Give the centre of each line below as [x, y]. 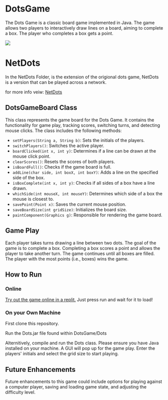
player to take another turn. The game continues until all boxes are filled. [80, 253]
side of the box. [29, 177]
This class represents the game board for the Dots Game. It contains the [80, 120]
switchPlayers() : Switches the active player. [58, 146]
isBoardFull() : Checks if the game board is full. [62, 167]
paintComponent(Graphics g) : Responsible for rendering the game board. [87, 215]
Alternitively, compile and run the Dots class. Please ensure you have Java [82, 343]
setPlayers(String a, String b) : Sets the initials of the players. [78, 140]
